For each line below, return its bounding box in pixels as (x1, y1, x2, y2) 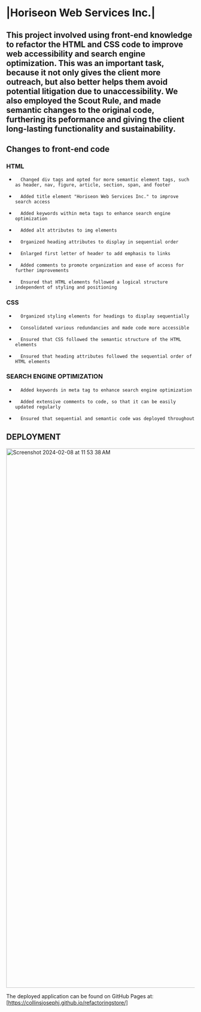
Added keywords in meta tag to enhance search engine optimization (20, 387, 193, 393)
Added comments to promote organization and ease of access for (20, 262, 184, 268)
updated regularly (14, 404, 61, 410)
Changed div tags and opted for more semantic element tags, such (20, 177, 190, 183)
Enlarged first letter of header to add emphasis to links (20, 251, 171, 257)
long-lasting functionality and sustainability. (6, 124, 176, 134)
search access (14, 199, 50, 205)
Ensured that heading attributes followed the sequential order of (20, 353, 193, 360)
